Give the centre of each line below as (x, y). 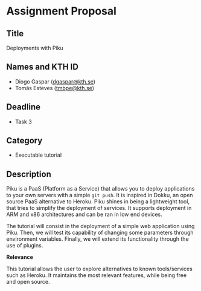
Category (24, 141)
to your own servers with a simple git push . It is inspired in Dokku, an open (100, 195)
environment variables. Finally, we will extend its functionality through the (97, 239)
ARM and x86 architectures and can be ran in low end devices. (85, 214)
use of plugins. (25, 246)
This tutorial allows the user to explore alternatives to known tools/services (100, 269)
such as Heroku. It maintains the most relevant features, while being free (97, 275)
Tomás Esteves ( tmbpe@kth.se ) (55, 88)
